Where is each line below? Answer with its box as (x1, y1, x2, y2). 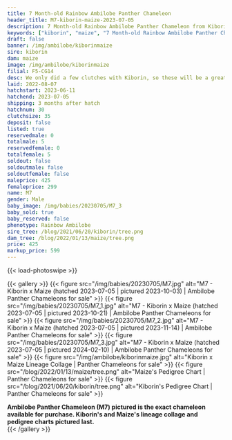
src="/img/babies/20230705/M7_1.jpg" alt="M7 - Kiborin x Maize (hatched (7, 301, 219, 310)
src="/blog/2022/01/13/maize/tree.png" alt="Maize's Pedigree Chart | (7, 368, 206, 376)
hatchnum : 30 (7, 106, 45, 113)
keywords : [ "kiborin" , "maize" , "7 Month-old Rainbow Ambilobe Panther (7, 29, 217, 37)
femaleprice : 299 (7, 183, 57, 190)
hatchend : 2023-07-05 (7, 94, 70, 101)
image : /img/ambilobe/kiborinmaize (7, 61, 110, 68)
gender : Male (7, 196, 45, 203)
